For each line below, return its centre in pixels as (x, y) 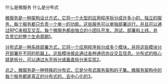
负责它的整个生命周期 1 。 (30, 37)
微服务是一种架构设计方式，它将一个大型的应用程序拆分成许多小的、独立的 (81, 18)
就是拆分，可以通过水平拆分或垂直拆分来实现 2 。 (54, 59)
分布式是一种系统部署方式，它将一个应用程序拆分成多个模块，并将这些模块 (81, 47)
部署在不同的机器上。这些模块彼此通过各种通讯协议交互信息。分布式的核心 (85, 53)
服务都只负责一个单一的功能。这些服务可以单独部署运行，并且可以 (90, 24)
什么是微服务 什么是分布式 (32, 7)
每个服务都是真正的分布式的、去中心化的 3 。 (50, 76)
